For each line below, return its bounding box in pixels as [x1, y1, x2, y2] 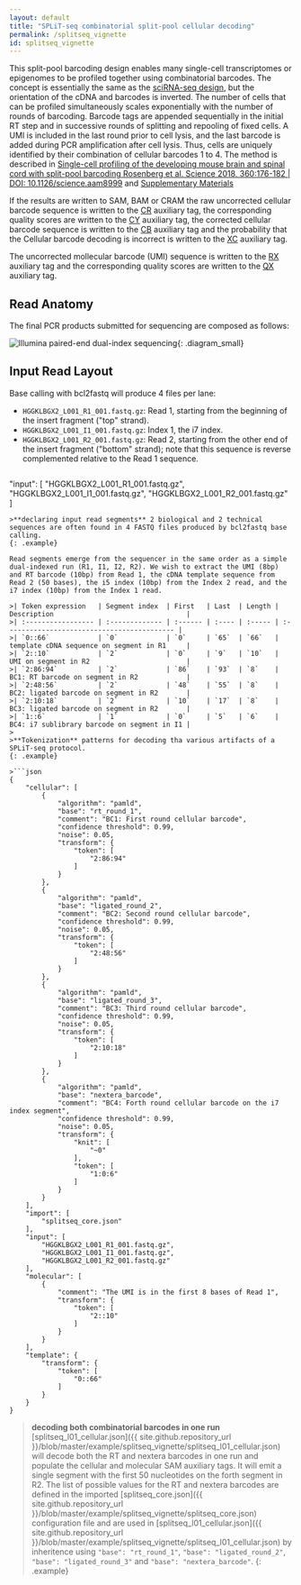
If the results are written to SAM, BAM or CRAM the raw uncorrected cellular [9, 196, 292, 206]
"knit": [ [73, 1137, 111, 1147]
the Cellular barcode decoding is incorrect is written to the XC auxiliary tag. [9, 233, 288, 244]
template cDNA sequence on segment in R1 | [9, 641, 191, 650]
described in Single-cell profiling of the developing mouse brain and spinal [9, 159, 286, 169]
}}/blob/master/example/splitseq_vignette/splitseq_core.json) [31, 1508, 258, 1518]
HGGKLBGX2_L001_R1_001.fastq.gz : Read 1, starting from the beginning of [22, 405, 288, 415]
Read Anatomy [9, 296, 94, 312]
